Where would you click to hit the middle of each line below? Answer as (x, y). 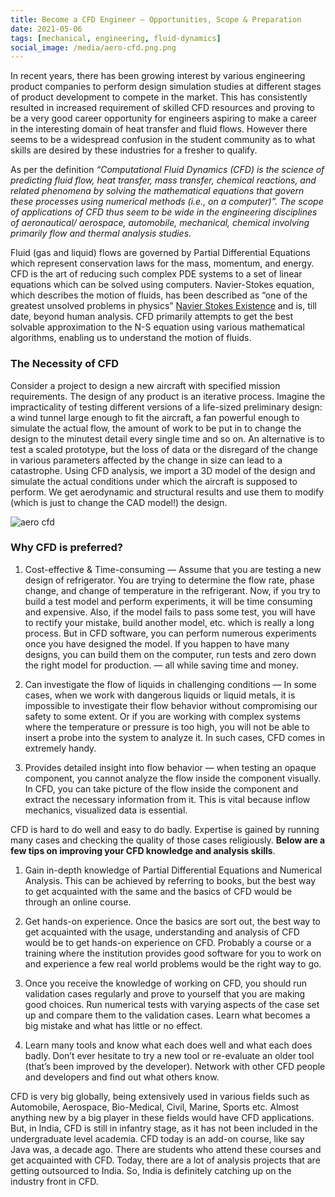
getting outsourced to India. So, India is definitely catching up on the (151, 1170)
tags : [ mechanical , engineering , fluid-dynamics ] (116, 38)
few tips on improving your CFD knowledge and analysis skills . (143, 850)
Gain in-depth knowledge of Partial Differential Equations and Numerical (173, 870)
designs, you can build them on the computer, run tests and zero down (170, 654)
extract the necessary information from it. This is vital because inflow (167, 799)
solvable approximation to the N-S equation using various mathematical (157, 327)
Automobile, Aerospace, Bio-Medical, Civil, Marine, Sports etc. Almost (155, 1107)
